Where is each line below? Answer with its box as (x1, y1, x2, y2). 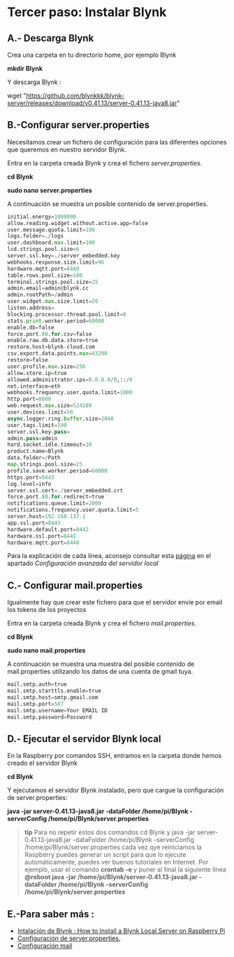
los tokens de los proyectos (7, 606, 87, 614)
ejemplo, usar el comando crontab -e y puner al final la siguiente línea (24, 865, 227, 874)
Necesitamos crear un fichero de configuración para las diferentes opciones (7, 137, 227, 146)
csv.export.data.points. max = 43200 (7, 350, 108, 358)
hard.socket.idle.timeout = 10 (7, 441, 92, 449)
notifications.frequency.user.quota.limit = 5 (7, 506, 139, 514)
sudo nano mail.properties (7, 646, 86, 655)
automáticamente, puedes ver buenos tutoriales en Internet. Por (24, 858, 209, 867)
